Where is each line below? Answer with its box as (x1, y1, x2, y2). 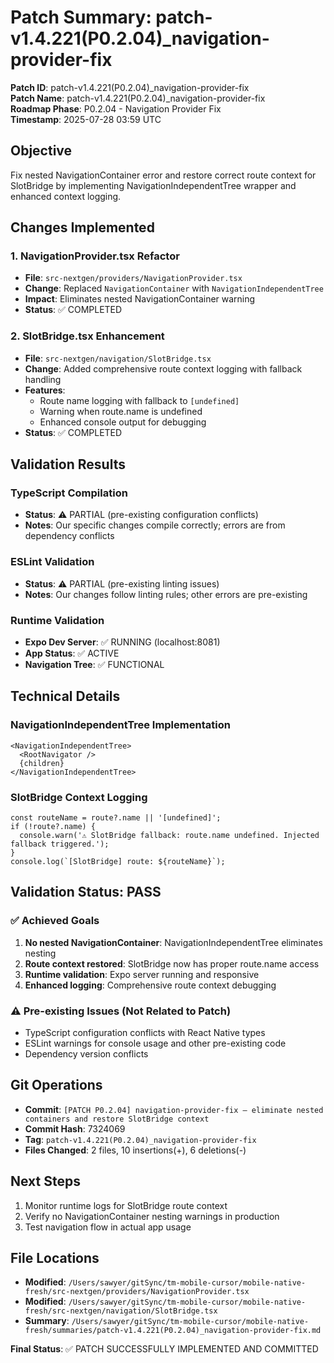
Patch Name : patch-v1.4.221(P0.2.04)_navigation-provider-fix (10, 92, 266, 104)
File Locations (10, 1250, 100, 1266)
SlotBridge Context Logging (10, 790, 148, 804)
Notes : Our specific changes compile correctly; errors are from (24, 519, 286, 531)
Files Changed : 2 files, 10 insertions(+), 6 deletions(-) (24, 1144, 247, 1156)
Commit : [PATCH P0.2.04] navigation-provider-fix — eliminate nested (24, 1103, 324, 1115)
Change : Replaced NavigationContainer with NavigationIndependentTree (24, 282, 324, 295)
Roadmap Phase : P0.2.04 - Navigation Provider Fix (10, 102, 222, 115)
